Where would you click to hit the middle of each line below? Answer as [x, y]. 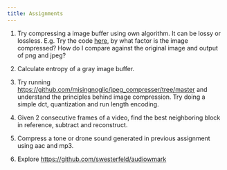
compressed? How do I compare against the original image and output [117, 48]
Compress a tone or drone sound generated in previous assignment [113, 138]
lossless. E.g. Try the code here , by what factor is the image [102, 40]
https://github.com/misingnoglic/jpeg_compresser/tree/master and [112, 89]
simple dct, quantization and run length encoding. [88, 104]
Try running [34, 82]
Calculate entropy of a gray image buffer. [76, 68]
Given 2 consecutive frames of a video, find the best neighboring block [119, 117]
